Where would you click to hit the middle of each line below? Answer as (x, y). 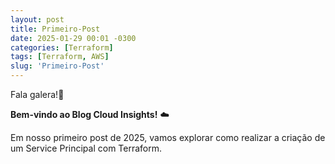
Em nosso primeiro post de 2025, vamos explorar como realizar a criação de (168, 137)
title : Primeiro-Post (55, 29)
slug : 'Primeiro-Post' (57, 66)
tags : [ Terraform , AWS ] (60, 57)
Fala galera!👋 (37, 94)
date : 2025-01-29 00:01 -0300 (73, 38)
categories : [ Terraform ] (62, 47)
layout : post (37, 19)
